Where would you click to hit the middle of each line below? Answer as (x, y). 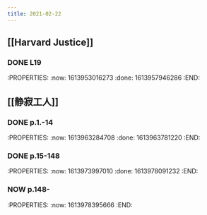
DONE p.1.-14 (30, 122)
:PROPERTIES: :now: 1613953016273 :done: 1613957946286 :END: (103, 78)
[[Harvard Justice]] (51, 43)
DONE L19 (24, 62)
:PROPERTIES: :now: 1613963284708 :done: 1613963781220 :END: (104, 137)
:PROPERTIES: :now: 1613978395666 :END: (70, 204)
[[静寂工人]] (33, 102)
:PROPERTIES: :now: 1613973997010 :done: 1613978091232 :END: (103, 171)
